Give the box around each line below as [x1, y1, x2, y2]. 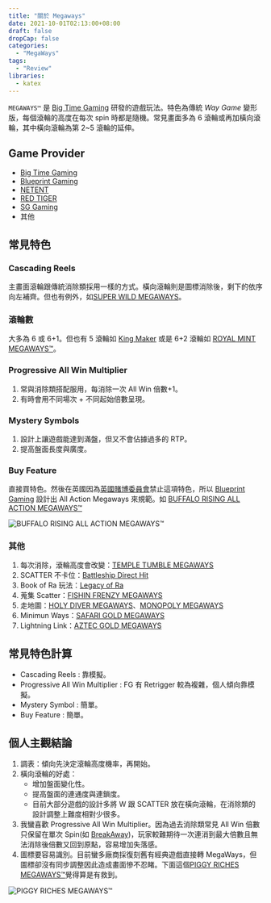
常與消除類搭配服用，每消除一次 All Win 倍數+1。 [19, 384, 183, 394]
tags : [8, 57, 27, 65]
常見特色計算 [8, 646, 73, 660]
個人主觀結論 [8, 736, 73, 750]
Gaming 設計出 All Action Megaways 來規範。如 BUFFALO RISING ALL [8, 494, 240, 504]
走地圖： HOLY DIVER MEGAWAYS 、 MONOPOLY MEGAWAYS [19, 600, 224, 610]
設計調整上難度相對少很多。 [31, 809, 125, 819]
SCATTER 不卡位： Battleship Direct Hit [19, 571, 149, 580]
